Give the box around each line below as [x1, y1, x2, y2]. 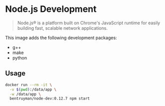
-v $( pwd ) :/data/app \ [9, 87, 57, 92]
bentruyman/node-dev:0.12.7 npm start [9, 96, 90, 101]
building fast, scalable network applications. [17, 25, 108, 31]
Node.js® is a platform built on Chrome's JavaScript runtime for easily [17, 20, 161, 26]
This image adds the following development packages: [5, 35, 117, 41]
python [12, 54, 27, 60]
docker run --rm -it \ [5, 82, 52, 87]
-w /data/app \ [9, 92, 41, 97]
